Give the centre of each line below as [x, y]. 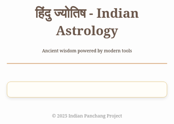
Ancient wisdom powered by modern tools [87, 51]
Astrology [87, 30]
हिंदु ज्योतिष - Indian [87, 13]
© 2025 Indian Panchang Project [87, 116]
